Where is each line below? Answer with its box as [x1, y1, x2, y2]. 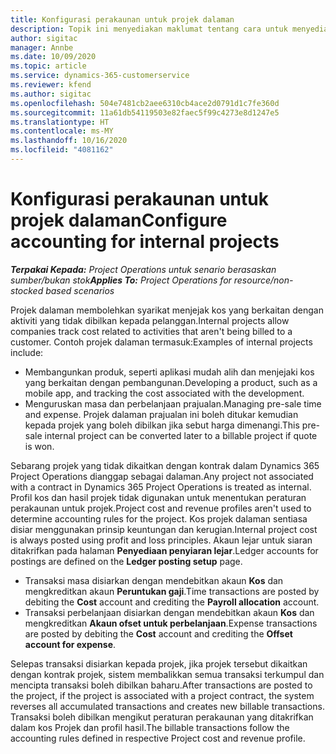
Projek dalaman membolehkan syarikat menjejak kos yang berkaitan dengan [10, 304, 324, 316]
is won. [24, 440, 55, 452]
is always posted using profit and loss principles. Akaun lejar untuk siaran [10, 534, 313, 546]
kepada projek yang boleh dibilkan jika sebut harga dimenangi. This [24, 419, 300, 431]
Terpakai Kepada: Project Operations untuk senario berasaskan [10, 263, 277, 275]
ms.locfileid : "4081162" [10, 145, 114, 155]
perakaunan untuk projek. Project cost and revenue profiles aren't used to [10, 502, 312, 514]
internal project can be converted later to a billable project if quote [44, 429, 318, 441]
